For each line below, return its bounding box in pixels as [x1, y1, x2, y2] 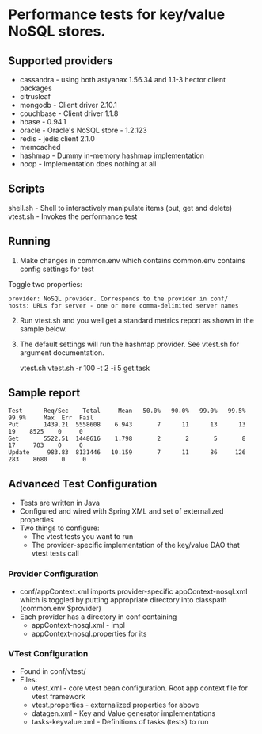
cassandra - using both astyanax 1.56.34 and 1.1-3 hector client [19, 75, 226, 84]
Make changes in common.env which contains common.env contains [19, 255, 245, 265]
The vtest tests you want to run [31, 532, 134, 541]
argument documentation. [19, 347, 104, 357]
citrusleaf [19, 92, 51, 101]
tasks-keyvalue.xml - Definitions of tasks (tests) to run [31, 717, 209, 726]
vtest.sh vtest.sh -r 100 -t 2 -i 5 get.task [19, 363, 150, 373]
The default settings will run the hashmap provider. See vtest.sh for [19, 339, 240, 349]
